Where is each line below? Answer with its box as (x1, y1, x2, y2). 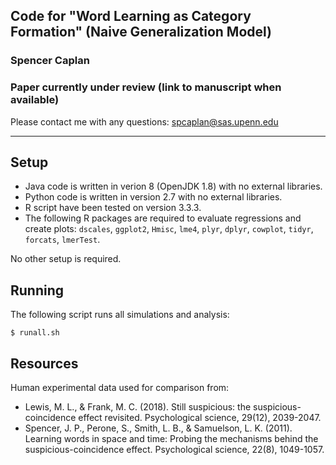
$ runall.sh (10, 328, 60, 338)
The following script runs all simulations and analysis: (10, 309, 230, 321)
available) (10, 93, 60, 107)
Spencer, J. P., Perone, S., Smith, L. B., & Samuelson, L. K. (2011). (24, 422, 293, 434)
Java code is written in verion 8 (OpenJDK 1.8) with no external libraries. (24, 180, 323, 193)
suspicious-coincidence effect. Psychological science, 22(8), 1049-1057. (24, 444, 325, 456)
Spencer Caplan (10, 54, 90, 68)
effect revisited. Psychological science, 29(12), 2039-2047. (78, 412, 322, 424)
